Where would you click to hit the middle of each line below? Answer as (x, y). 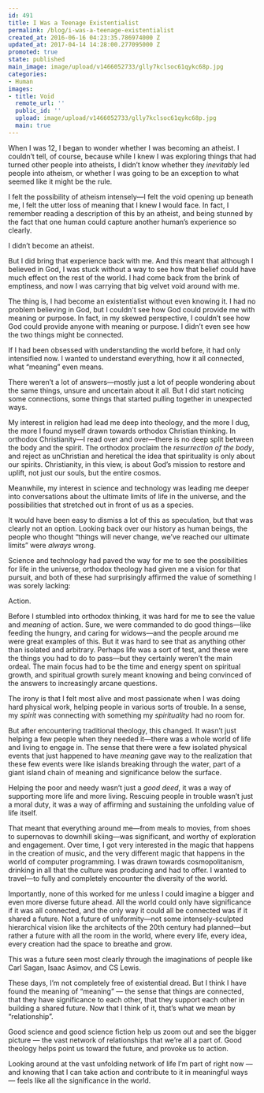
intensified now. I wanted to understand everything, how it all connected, (126, 358)
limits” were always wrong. (52, 545)
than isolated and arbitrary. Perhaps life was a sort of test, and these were (128, 649)
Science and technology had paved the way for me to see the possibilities (128, 560)
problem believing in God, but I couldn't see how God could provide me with (132, 309)
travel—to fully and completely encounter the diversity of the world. (118, 878)
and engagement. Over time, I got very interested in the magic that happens (131, 845)
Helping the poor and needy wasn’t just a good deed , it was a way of (120, 787)
